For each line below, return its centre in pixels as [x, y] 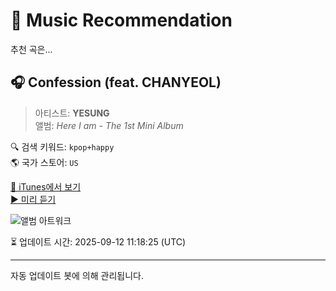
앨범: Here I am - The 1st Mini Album [109, 125]
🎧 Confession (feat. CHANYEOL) [116, 82]
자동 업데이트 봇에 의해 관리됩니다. [77, 275]
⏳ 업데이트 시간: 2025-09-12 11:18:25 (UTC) [98, 241]
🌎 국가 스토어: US [44, 162]
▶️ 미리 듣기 [33, 199]
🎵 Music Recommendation [121, 20]
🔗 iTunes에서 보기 [46, 186]
